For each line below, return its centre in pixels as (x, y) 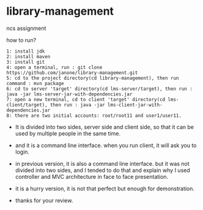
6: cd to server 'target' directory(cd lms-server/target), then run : (99, 89)
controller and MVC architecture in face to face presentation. (92, 176)
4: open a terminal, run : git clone (54, 67)
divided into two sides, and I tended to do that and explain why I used (103, 170)
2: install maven (28, 56)
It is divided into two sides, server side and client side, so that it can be (105, 127)
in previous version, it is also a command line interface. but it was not (102, 163)
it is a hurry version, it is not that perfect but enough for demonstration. (105, 189)
